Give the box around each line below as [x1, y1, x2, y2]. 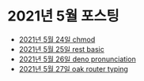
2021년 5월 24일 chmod [18, 35, 96, 44]
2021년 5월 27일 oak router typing [18, 64, 128, 73]
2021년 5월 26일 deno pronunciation [18, 54, 136, 64]
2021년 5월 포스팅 [7, 7, 119, 25]
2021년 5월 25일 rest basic [18, 44, 104, 53]
